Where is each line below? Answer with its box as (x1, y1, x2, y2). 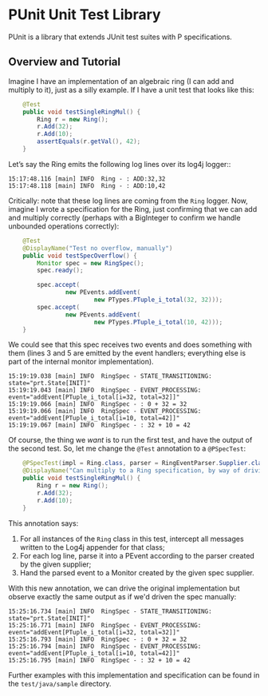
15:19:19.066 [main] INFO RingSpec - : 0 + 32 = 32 (8, 400, 187, 408)
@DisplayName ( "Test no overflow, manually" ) (22, 244, 173, 253)
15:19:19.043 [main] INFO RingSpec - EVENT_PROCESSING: (8, 386, 202, 395)
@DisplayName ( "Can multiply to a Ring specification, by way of (22, 467, 241, 475)
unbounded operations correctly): (8, 221, 120, 231)
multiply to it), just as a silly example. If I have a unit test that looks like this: (8, 85, 254, 94)
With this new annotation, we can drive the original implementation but (8, 583, 241, 593)
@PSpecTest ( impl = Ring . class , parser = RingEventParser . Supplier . (22, 459, 251, 467)
